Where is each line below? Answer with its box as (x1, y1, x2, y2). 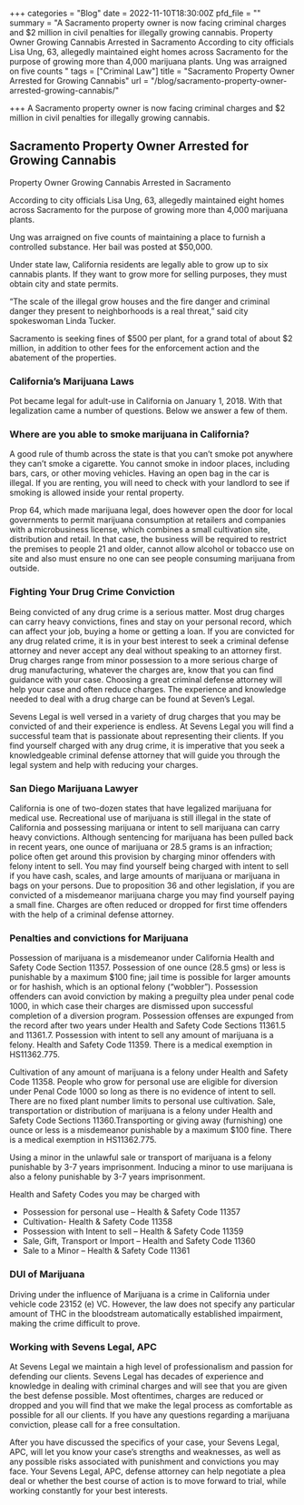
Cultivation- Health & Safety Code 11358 (22, 1217, 173, 1227)
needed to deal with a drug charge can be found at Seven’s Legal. (9, 693, 256, 704)
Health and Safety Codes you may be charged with (9, 1189, 201, 1200)
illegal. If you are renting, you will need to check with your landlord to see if (9, 478, 290, 489)
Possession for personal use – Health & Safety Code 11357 (22, 1207, 241, 1217)
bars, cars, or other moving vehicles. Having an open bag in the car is (9, 468, 270, 479)
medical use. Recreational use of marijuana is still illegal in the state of (9, 813, 271, 823)
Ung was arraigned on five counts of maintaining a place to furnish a (9, 231, 266, 242)
